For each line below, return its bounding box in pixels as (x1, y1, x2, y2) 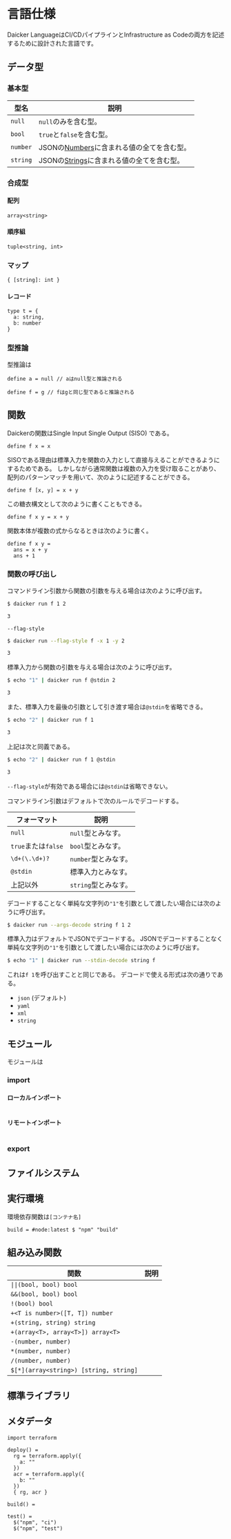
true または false (10, 841, 63, 850)
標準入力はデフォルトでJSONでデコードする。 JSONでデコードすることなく (7, 935, 223, 943)
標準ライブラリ (7, 1390, 71, 1402)
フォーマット (16, 814, 58, 824)
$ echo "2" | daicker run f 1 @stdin (7, 756, 116, 763)
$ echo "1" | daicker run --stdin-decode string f (7, 957, 156, 964)
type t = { (7, 308, 39, 315)
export (7, 1144, 30, 1154)
